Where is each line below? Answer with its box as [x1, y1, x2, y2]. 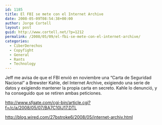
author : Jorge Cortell [5, 20, 51, 26]
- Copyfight [9, 48, 34, 53]
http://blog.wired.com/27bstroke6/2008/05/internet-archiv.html [5, 114, 133, 120]
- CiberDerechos [9, 43, 42, 48]
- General [9, 52, 29, 57]
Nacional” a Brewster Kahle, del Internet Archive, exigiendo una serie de [5, 80, 150, 86]
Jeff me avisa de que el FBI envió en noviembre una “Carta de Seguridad [5, 75, 152, 81]
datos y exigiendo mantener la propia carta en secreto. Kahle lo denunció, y [5, 85, 157, 91]
